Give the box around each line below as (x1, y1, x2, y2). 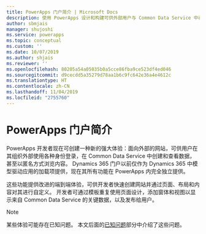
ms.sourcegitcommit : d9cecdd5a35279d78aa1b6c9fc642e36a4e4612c (6, 72, 172, 78)
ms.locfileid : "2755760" (6, 95, 70, 101)
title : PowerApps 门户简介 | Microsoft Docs (6, 9, 118, 15)
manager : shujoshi (6, 26, 53, 33)
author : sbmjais (6, 20, 48, 26)
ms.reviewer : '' (6, 60, 48, 66)
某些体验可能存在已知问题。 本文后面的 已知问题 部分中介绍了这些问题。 (6, 220, 185, 228)
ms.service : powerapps (6, 32, 64, 38)
